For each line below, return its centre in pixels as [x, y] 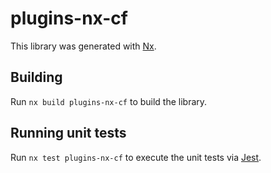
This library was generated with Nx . [83, 46]
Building [36, 77]
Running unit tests [68, 133]
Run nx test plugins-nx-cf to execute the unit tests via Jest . [136, 157]
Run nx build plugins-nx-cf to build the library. [109, 101]
